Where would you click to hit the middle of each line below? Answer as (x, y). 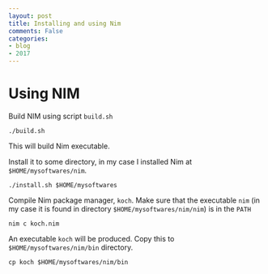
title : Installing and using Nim (65, 24)
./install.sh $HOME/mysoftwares (63, 185)
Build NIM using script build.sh (61, 116)
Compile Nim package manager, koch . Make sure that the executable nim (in (134, 200)
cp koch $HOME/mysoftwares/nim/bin (68, 262)
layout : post (30, 16)
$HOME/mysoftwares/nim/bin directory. (71, 247)
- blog (19, 46)
